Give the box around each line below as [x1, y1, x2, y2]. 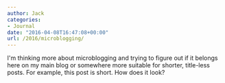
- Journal [7, 22, 36, 29]
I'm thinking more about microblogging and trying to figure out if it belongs [7, 54, 218, 62]
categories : [7, 16, 41, 23]
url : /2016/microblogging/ [7, 35, 84, 42]
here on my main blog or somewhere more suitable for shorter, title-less [7, 61, 211, 69]
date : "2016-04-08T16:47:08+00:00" [7, 29, 109, 36]
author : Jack [7, 10, 45, 17]
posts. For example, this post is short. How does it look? [7, 69, 165, 77]
